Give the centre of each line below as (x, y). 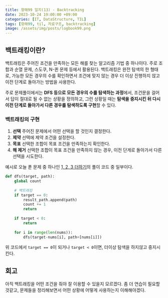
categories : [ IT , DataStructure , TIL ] (46, 19)
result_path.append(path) (50, 200)
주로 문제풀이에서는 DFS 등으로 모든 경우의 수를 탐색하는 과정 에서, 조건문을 (78, 92)
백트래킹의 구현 (23, 119)
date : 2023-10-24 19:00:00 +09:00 (41, 15)
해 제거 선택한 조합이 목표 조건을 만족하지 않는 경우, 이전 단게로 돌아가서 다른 (87, 150)
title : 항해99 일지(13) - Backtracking (45, 10)
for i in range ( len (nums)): (43, 232)
